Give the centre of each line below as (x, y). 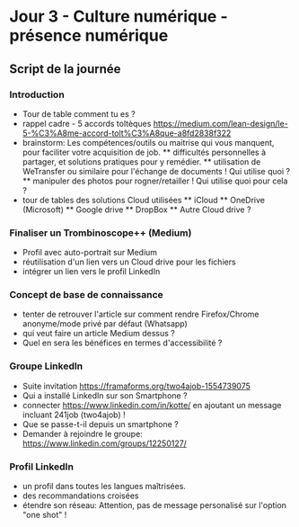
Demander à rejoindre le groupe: (83, 433)
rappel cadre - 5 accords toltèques (87, 123)
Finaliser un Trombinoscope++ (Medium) (101, 233)
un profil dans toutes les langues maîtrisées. (104, 487)
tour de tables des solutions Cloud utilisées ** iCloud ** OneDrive (144, 200)
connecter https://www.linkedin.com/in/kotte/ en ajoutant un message (152, 405)
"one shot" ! (44, 515)
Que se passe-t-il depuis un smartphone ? (100, 424)
